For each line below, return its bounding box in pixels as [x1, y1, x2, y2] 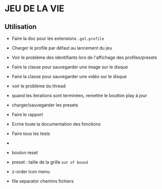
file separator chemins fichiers [11, 178, 74, 184]
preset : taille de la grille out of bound [11, 159, 88, 165]
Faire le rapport [11, 111, 43, 117]
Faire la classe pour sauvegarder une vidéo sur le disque [11, 74, 127, 79]
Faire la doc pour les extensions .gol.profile [11, 35, 104, 41]
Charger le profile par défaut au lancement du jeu [11, 45, 112, 51]
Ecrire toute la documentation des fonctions [11, 121, 101, 127]
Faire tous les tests [11, 131, 50, 136]
